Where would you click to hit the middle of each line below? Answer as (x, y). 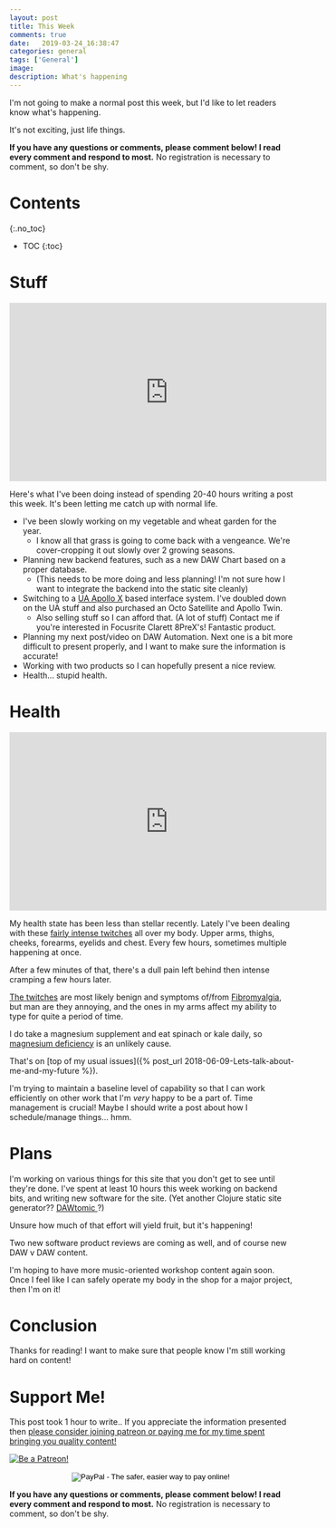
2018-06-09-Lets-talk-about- (239, 1060)
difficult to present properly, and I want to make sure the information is (154, 646)
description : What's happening (68, 77)
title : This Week (42, 26)
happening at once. (46, 952)
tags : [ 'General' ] (44, 60)
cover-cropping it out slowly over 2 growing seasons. (135, 550)
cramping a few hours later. (60, 979)
